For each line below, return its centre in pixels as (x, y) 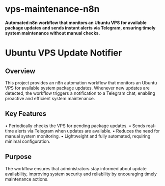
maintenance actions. (27, 179)
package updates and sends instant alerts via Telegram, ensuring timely (80, 27)
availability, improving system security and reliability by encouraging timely (81, 174)
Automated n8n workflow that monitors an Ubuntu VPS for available (76, 23)
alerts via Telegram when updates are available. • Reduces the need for (87, 131)
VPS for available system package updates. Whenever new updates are (77, 88)
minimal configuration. (28, 141)
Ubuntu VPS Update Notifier (64, 53)
